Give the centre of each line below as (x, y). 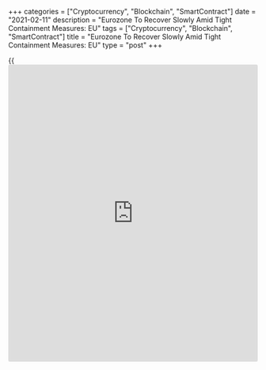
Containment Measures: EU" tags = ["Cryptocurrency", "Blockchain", (121, 28)
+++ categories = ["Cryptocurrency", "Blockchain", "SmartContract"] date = (132, 11)
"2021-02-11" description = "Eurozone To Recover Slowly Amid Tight (120, 20)
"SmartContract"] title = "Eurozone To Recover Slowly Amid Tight (115, 36)
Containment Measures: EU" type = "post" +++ (85, 45)
